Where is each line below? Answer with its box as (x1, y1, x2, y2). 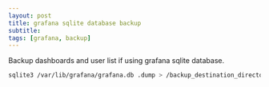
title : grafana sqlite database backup (8, 19, 142, 27)
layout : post (8, 11, 52, 20)
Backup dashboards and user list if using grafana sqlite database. (8, 56, 225, 65)
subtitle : (8, 26, 42, 34)
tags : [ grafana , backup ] (8, 34, 91, 42)
